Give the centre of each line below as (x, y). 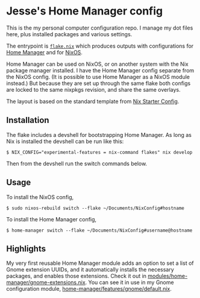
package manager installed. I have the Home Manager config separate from (100, 70)
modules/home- (167, 276)
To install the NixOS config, (40, 197)
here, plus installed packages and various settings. (69, 34)
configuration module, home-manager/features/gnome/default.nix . (89, 289)
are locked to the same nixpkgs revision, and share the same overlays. (93, 89)
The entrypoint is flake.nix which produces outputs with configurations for (100, 46)
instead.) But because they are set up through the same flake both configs (98, 83)
